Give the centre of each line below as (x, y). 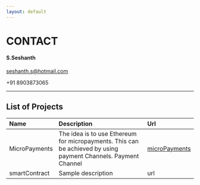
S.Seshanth (21, 58)
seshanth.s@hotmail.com (37, 71)
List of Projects (35, 107)
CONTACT (32, 41)
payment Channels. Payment (99, 156)
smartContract (29, 173)
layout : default (26, 12)
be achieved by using (88, 148)
